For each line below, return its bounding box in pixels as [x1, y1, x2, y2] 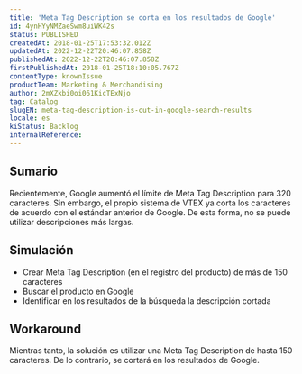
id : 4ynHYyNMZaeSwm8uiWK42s [9, 22, 115, 31]
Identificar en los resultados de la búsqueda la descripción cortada [22, 295, 272, 306]
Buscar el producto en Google [22, 286, 134, 296]
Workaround [9, 321, 82, 336]
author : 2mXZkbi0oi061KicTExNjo [9, 88, 131, 97]
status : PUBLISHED [9, 30, 78, 39]
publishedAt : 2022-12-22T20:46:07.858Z [9, 55, 160, 64]
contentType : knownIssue [9, 72, 103, 81]
